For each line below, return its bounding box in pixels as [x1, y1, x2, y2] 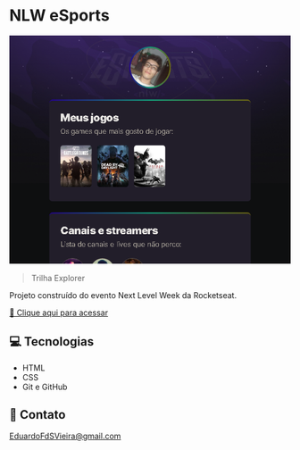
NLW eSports [9, 5, 110, 26]
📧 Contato [9, 407, 66, 422]
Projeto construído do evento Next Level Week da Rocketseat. [9, 289, 237, 300]
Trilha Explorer [30, 272, 86, 283]
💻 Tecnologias [9, 334, 95, 349]
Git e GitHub [21, 381, 68, 392]
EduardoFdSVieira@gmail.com [9, 430, 121, 442]
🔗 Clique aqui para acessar [9, 307, 109, 318]
